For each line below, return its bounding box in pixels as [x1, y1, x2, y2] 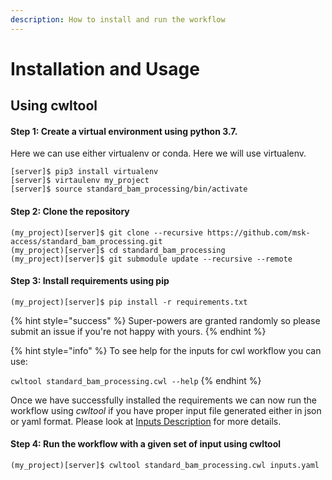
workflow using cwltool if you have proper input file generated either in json [10, 404, 322, 416]
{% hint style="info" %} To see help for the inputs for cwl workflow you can [10, 344, 322, 356]
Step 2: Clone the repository [10, 206, 130, 217]
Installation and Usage [10, 57, 200, 80]
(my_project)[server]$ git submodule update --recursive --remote [10, 254, 293, 264]
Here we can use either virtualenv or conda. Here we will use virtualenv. [10, 147, 307, 160]
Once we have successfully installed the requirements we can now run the [10, 394, 317, 406]
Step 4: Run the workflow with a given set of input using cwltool [10, 438, 282, 450]
